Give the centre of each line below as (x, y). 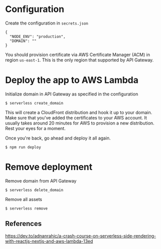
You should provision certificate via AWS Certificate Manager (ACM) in (78, 54)
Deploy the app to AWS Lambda (72, 80)
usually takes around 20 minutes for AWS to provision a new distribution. (80, 123)
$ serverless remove (27, 208)
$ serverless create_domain (34, 103)
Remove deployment (49, 167)
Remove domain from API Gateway (41, 180)
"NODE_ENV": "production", (38, 36)
